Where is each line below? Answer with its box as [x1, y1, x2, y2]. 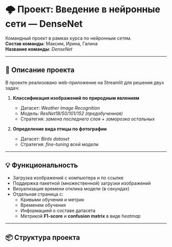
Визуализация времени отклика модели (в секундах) [12, 185, 130, 191]
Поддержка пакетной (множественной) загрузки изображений [12, 180, 151, 186]
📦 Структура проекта [5, 233, 80, 242]
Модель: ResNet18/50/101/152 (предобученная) [20, 110, 123, 116]
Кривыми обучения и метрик [20, 196, 84, 203]
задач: [5, 85, 19, 91]
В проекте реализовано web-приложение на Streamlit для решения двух [5, 79, 164, 85]
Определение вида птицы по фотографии [12, 126, 107, 132]
